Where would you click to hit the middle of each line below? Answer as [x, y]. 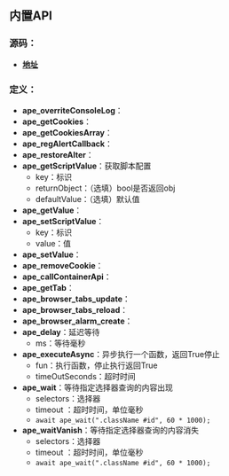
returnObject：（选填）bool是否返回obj [105, 188]
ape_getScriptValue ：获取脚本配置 [87, 166]
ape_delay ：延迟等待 [61, 332]
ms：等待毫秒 [60, 343]
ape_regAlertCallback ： [67, 144]
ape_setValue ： [51, 254]
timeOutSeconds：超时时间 [85, 376]
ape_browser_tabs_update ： [76, 299]
